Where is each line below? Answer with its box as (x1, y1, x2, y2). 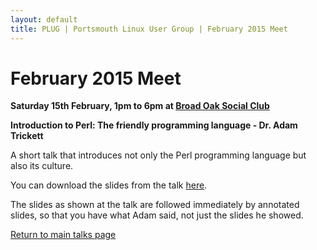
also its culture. (10, 160, 74, 172)
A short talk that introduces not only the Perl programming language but (10, 149, 307, 161)
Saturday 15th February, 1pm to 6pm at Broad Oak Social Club (10, 100, 270, 112)
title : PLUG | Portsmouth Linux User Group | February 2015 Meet (10, 24, 288, 34)
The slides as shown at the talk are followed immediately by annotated (10, 199, 300, 211)
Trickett (10, 130, 44, 142)
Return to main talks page (10, 229, 117, 241)
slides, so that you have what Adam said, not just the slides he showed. (10, 209, 304, 221)
